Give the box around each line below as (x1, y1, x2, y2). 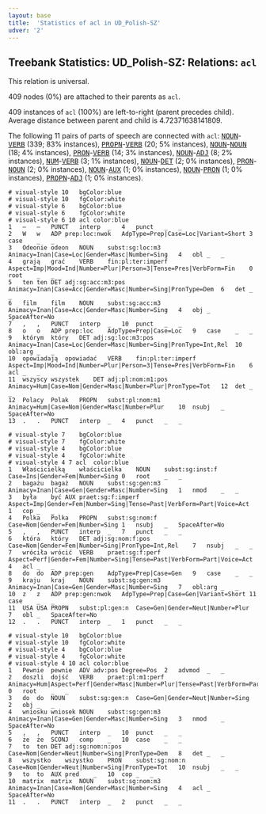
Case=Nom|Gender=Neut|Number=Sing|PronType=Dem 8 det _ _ (8, 750, 225, 758)
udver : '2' (8, 26, 44, 34)
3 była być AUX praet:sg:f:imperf (8, 493, 140, 501)
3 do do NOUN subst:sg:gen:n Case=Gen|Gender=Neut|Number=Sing (8, 694, 249, 702)
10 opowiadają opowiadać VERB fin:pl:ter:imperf (8, 355, 196, 363)
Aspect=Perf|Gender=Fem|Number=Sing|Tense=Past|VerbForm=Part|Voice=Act (8, 556, 253, 564)
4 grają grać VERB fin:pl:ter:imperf (8, 258, 169, 266)
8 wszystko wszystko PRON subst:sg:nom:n (8, 757, 186, 765)
